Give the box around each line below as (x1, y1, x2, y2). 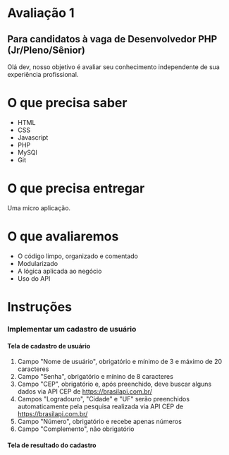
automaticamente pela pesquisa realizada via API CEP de (17, 402, 184, 411)
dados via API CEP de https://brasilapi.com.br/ (17, 387, 153, 396)
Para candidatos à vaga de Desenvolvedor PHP (7, 33, 218, 45)
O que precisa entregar (7, 181, 145, 197)
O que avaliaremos (7, 229, 119, 245)
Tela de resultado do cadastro (7, 441, 97, 449)
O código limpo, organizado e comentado (17, 252, 139, 260)
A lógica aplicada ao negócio (17, 267, 102, 275)
